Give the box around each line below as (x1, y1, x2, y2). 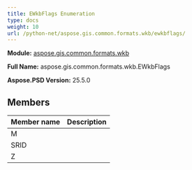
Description (66, 117, 107, 127)
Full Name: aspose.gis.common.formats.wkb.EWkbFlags (7, 62, 171, 71)
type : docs (7, 17, 39, 24)
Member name (10, 117, 61, 127)
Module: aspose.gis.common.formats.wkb (7, 49, 130, 57)
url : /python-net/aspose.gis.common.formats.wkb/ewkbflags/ (7, 29, 186, 37)
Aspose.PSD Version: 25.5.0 (7, 76, 91, 85)
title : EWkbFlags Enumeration (7, 10, 96, 17)
